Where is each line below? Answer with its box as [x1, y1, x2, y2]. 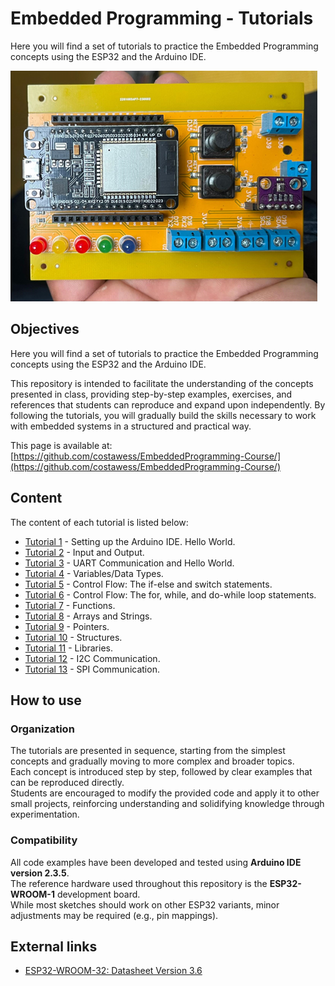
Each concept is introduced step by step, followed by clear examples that [10, 766, 313, 778]
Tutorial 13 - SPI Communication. [24, 663, 160, 675]
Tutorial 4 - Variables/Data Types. [24, 567, 164, 579]
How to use [10, 692, 82, 709]
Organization [10, 722, 75, 736]
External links [10, 938, 98, 955]
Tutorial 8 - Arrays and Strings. [24, 610, 153, 622]
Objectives [10, 321, 80, 338]
